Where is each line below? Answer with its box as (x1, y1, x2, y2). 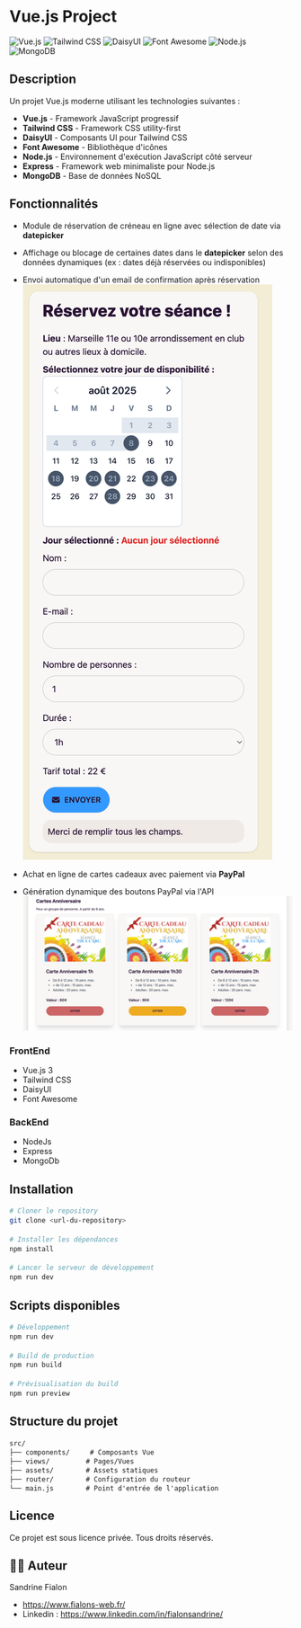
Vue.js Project (9, 6, 118, 27)
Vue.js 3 (22, 1065, 54, 1076)
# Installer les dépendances (9, 1234, 119, 1244)
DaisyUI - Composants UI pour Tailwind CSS (22, 132, 188, 143)
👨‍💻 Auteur (9, 1558, 67, 1573)
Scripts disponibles (9, 1297, 120, 1313)
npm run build (9, 1360, 63, 1370)
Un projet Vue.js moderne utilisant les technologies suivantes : (9, 95, 241, 106)
